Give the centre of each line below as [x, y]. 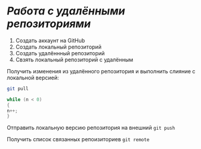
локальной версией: [33, 78]
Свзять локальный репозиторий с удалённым [74, 59]
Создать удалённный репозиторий [60, 53]
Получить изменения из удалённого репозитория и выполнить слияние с [101, 71]
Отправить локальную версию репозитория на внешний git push [91, 128]
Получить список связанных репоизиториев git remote [78, 139]
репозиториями [49, 24]
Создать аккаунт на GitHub [50, 40]
